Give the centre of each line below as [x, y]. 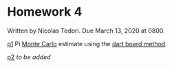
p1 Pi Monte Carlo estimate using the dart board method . [87, 44]
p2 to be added [29, 57]
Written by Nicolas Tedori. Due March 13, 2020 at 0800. [86, 31]
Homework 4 [45, 12]
